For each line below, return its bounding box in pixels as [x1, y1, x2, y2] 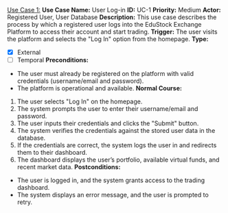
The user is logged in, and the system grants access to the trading [16, 176, 205, 184]
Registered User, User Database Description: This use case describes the [7, 13, 217, 21]
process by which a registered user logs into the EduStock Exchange [7, 21, 202, 28]
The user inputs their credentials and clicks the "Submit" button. [16, 119, 199, 127]
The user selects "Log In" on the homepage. [16, 97, 143, 105]
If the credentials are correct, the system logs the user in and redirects [16, 141, 217, 149]
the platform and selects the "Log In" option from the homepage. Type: [7, 35, 209, 43]
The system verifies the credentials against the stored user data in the [16, 127, 216, 135]
